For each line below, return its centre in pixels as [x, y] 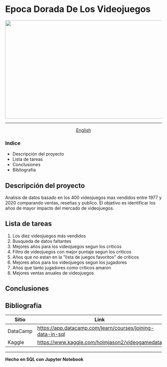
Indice [13, 143]
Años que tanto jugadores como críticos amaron [62, 267]
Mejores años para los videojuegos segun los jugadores [70, 262]
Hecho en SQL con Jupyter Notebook [44, 360]
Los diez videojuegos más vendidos [49, 236]
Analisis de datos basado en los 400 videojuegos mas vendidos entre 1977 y [83, 197]
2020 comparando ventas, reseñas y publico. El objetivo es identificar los [80, 203]
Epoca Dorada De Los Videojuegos [78, 9]
